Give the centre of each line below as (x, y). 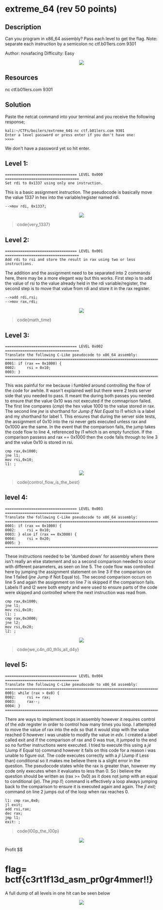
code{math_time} (34, 320)
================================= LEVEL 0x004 (54, 676)
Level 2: (17, 240)
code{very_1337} (33, 225)
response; (15, 122)
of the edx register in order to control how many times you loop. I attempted (81, 724)
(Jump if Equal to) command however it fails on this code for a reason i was (81, 750)
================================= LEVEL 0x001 (54, 251)
